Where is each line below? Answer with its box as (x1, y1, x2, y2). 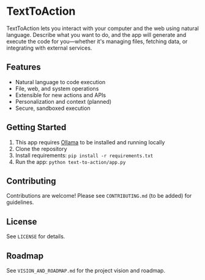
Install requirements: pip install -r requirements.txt (15, 152, 154, 159)
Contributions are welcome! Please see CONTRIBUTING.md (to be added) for (6, 192, 192, 200)
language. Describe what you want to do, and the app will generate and (6, 31, 187, 38)
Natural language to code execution (15, 78, 106, 85)
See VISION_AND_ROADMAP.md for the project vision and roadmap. (6, 267, 165, 274)
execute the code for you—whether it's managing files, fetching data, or (6, 37, 188, 45)
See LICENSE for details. (6, 233, 65, 240)
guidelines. (6, 198, 34, 206)
